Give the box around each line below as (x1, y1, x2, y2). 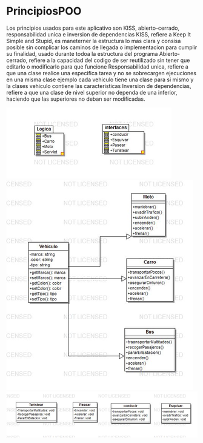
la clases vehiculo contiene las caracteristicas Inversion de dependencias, (6, 82, 192, 89)
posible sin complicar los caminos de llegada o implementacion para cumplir (6, 44, 198, 51)
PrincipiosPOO (6, 4, 82, 18)
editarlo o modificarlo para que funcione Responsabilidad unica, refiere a (6, 63, 189, 70)
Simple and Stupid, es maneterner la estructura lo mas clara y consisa (6, 37, 181, 44)
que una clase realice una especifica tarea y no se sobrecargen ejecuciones (6, 69, 197, 76)
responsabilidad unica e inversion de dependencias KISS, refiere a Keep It (6, 30, 191, 38)
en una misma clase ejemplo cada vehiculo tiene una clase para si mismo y (6, 76, 194, 83)
